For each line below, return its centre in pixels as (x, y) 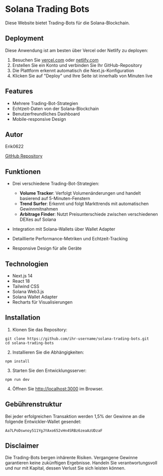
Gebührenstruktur (34, 404)
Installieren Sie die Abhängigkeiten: (48, 352)
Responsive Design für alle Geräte (47, 248)
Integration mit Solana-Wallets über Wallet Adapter (64, 229)
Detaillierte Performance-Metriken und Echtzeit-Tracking (70, 239)
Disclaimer (22, 446)
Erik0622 (14, 147)
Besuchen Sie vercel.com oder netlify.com (55, 60)
